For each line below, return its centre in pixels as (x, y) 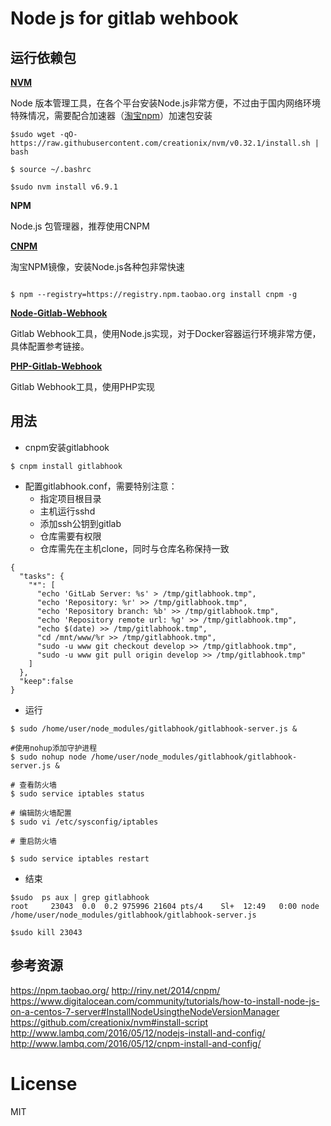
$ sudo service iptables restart (80, 858)
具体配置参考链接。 (50, 346)
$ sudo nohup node (48, 757)
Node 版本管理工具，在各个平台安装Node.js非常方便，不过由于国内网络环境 (166, 103)
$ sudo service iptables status (77, 793)
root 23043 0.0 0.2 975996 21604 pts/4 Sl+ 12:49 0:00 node (165, 906)
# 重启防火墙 (33, 841)
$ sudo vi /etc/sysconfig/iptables (84, 822)
